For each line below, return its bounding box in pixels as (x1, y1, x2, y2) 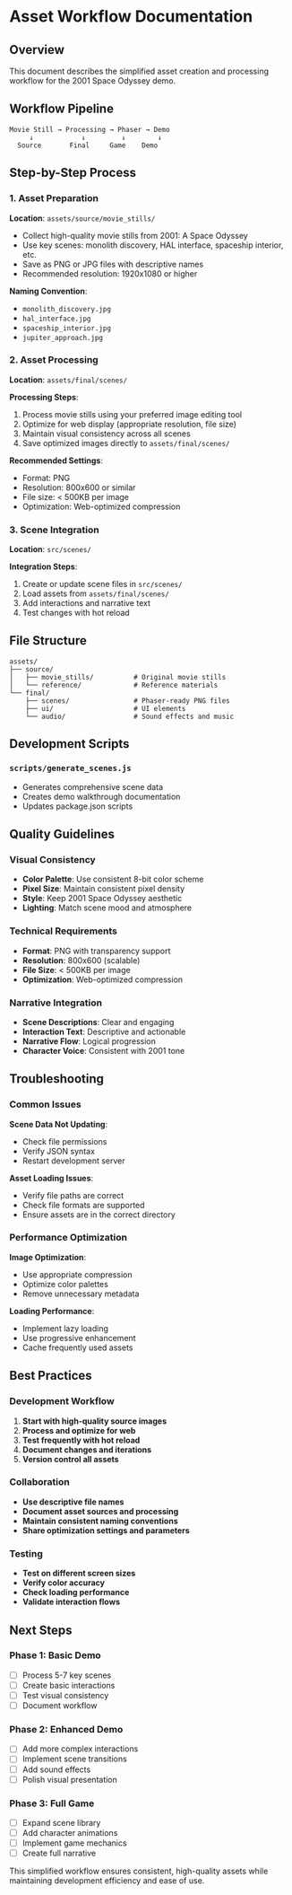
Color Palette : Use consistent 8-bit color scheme (21, 873, 204, 885)
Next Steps (9, 1622, 73, 1637)
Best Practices (9, 1368, 92, 1383)
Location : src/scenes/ (9, 544, 91, 555)
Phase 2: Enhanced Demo (9, 1724, 124, 1735)
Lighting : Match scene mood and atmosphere (21, 902, 193, 913)
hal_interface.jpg (21, 314, 91, 323)
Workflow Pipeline (9, 101, 115, 117)
